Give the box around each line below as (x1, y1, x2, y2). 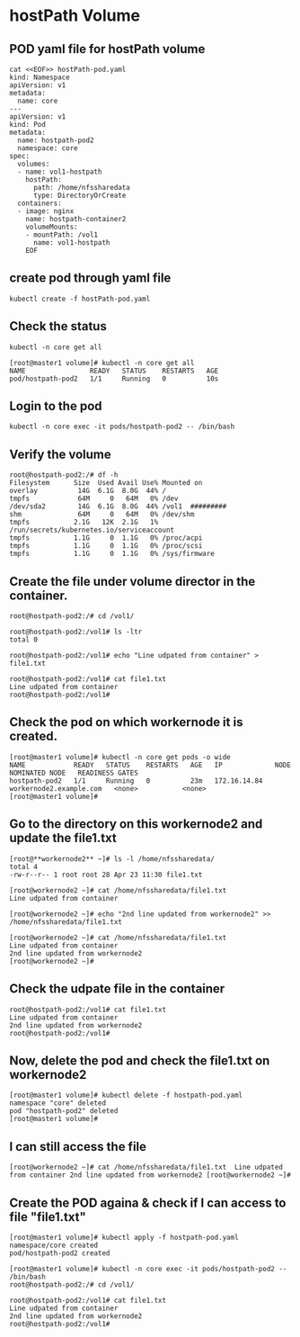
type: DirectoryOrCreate (32, 191, 127, 200)
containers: (17, 199, 63, 208)
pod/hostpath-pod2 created (9, 1248, 110, 1258)
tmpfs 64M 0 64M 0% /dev (9, 494, 179, 504)
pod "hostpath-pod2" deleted (9, 1107, 119, 1116)
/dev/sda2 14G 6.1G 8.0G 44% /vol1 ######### (9, 502, 227, 511)
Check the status (9, 319, 108, 334)
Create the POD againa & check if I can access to (9, 1195, 287, 1210)
